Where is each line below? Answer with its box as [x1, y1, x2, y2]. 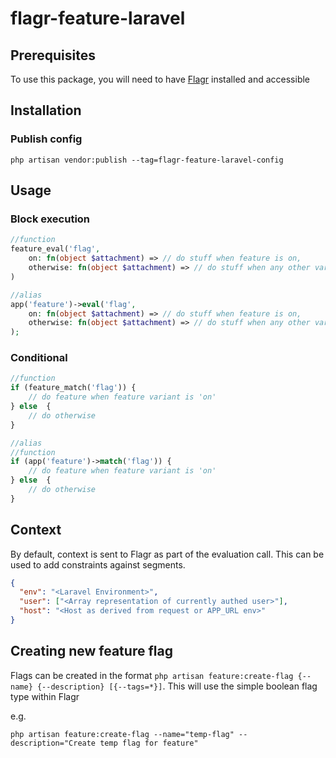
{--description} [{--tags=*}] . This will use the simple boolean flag [36, 680, 318, 692]
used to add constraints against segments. [10, 558, 186, 571]
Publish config [10, 132, 83, 146]
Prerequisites [10, 47, 96, 64]
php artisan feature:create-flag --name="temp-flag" [10, 729, 235, 739]
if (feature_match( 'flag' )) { [10, 383, 137, 393]
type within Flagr [10, 690, 80, 702]
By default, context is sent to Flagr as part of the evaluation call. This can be [10, 548, 325, 560]
